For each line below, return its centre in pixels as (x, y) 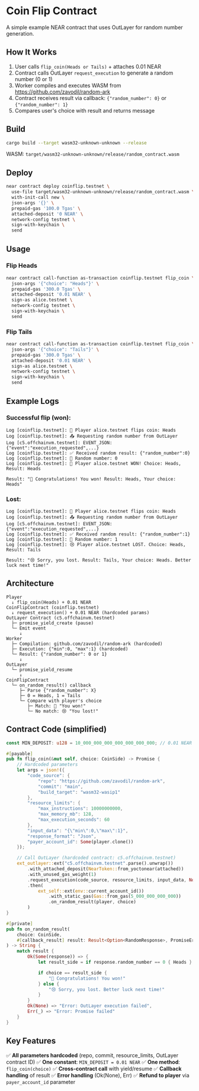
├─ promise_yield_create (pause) (53, 623)
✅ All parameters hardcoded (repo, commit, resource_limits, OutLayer (92, 1055)
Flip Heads (22, 266)
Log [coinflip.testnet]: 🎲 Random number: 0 (62, 458)
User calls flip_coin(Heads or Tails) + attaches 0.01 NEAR (88, 66)
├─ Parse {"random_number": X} (58, 690)
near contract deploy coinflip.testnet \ (58, 187)
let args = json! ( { (41, 770)
